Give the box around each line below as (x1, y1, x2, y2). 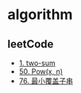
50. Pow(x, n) (18, 67, 64, 76)
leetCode (7, 37, 54, 51)
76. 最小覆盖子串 (18, 76, 73, 85)
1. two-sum (18, 58, 56, 68)
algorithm (7, 6, 73, 24)
